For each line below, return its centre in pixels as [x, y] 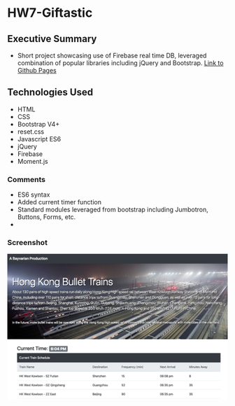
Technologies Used [50, 92]
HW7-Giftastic [50, 13]
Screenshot [27, 243]
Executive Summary [52, 39]
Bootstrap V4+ [38, 124]
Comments [26, 179]
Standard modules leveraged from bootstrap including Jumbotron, [113, 210]
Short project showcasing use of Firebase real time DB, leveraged [112, 55]
